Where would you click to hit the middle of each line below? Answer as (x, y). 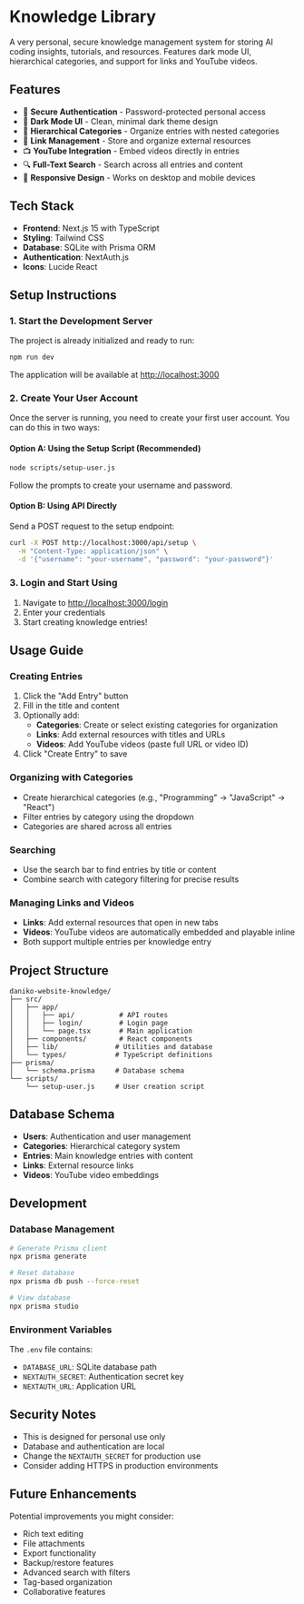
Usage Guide (47, 651)
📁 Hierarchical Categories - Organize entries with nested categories (151, 131)
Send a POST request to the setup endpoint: (92, 526)
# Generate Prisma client (58, 1248)
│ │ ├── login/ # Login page (89, 1024)
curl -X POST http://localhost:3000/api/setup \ (103, 542)
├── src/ (26, 1000)
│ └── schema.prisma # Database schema (97, 1071)
